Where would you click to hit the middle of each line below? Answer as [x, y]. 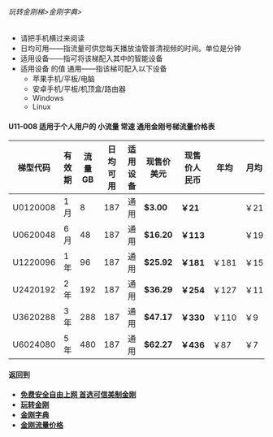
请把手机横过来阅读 [52, 38]
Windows [48, 98]
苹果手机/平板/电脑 [63, 79]
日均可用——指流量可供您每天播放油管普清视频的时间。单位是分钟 [130, 49]
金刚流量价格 [41, 425]
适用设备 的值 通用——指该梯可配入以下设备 [93, 69]
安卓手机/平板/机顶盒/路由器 [79, 89]
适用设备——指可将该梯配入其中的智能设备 [91, 58]
